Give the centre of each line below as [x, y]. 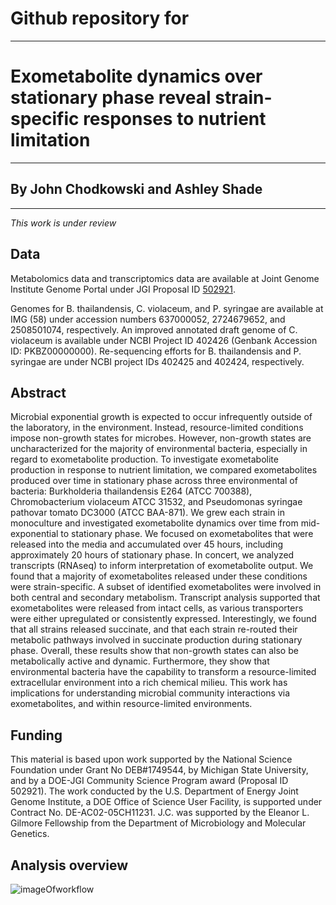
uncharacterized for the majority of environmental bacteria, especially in [159, 449]
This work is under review [63, 223]
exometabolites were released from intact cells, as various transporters [157, 608]
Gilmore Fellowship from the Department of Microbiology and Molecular [158, 823]
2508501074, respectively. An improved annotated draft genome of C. [154, 329]
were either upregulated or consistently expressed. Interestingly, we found [163, 619]
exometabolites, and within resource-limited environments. [131, 704]
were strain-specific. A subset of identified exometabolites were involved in [166, 587]
